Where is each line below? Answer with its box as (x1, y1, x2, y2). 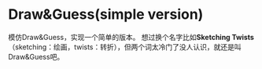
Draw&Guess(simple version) (8, 5, 204, 24)
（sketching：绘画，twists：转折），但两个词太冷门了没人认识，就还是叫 (8, 42, 242, 52)
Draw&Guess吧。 (8, 52, 65, 61)
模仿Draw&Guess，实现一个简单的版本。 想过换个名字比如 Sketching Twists (8, 32, 254, 42)
